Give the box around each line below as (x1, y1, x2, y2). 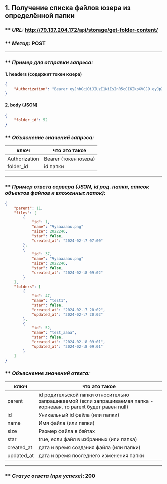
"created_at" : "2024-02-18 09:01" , (31, 340, 106, 345)
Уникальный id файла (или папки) (38, 411, 120, 418)
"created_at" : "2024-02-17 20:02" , (31, 307, 106, 312)
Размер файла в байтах (38, 427, 95, 434)
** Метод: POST (5, 40, 46, 47)
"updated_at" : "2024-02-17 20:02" (31, 312, 103, 317)
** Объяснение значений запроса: (5, 134, 94, 141)
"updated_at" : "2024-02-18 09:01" (31, 344, 103, 349)
